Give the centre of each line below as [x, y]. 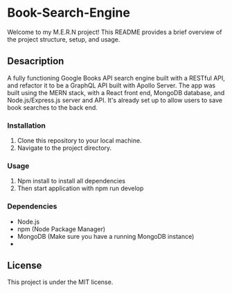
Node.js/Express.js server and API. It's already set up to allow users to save [115, 100]
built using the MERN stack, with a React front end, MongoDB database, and [116, 92]
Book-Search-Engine [69, 13]
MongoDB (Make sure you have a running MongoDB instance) [106, 236]
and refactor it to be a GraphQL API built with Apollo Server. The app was [111, 85]
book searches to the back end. [53, 107]
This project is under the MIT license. [60, 282]
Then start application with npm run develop [80, 188]
